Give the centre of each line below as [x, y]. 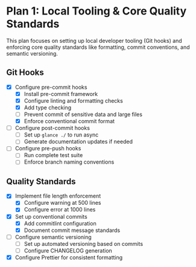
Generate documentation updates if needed [78, 142]
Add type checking [48, 108]
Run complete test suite [53, 155]
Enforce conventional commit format [69, 121]
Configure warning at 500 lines [62, 203]
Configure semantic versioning [53, 237]
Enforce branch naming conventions [69, 162]
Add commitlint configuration [60, 223]
